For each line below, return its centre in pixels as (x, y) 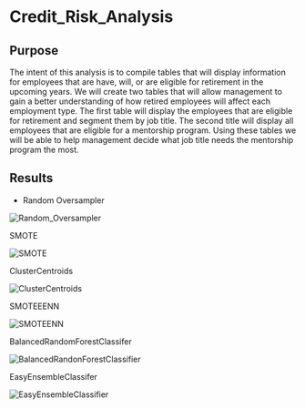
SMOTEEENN (35, 306)
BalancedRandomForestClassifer (71, 341)
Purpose (34, 51)
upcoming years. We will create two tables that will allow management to (146, 92)
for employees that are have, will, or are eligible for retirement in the (137, 82)
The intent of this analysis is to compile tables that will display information (148, 72)
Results (31, 178)
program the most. (44, 149)
